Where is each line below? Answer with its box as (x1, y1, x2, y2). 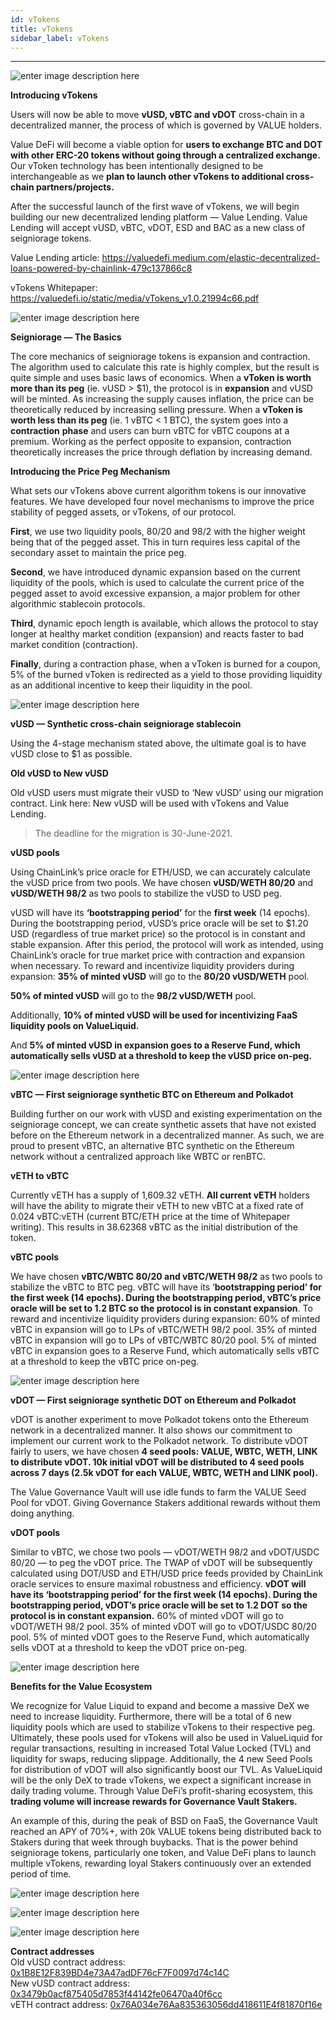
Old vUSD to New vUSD (10, 767, 109, 780)
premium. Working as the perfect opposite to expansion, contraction (10, 436, 292, 448)
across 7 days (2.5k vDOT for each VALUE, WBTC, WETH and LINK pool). (10, 1467, 319, 1479)
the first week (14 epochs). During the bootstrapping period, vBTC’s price (10, 1292, 322, 1304)
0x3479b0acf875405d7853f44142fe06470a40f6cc (10, 1988, 223, 2000)
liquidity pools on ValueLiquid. (10, 1020, 140, 1032)
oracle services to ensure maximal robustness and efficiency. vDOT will (10, 1578, 307, 1590)
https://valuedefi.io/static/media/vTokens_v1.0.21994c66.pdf (10, 292, 260, 305)
